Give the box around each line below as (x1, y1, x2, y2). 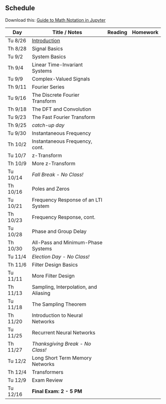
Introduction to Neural (32, 312, 83, 319)
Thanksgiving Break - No (32, 340, 91, 347)
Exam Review (32, 376, 63, 383)
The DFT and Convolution (32, 106, 91, 113)
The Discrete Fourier (32, 91, 80, 98)
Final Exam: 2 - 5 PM (32, 388, 83, 395)
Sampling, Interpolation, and (32, 283, 97, 290)
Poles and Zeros (32, 185, 70, 192)
